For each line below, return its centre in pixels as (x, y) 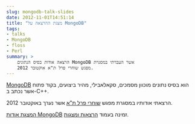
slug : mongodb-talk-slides (40, 12)
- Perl (14, 51)
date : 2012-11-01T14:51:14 (40, 17)
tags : (13, 29)
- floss (16, 46)
